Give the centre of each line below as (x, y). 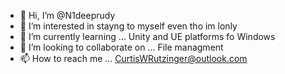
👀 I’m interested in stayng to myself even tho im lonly (128, 26)
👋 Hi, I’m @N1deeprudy (67, 15)
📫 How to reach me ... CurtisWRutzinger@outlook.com (133, 58)
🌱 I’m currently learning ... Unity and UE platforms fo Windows (147, 36)
